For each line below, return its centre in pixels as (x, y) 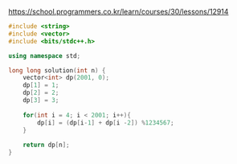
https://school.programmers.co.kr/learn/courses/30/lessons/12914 (118, 12)
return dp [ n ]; (46, 145)
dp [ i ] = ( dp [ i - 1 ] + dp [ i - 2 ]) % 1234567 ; (106, 123)
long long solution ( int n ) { (57, 70)
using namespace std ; (45, 55)
